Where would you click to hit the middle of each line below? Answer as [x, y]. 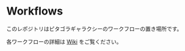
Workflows [34, 11]
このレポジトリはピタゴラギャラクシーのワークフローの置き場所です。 [94, 29]
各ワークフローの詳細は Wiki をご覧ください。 [64, 41]
